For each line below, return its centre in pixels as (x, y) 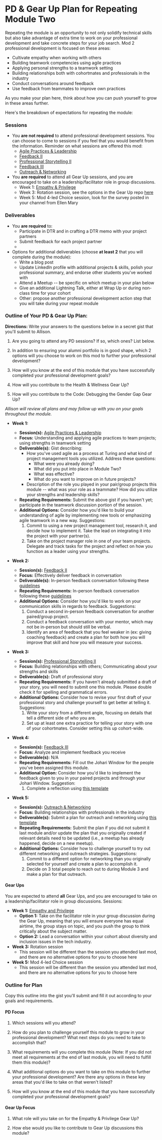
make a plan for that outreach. (57, 874)
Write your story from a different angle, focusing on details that (89, 713)
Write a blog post (36, 262)
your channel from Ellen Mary (49, 203)
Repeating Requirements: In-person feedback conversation (79, 590)
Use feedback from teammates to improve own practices (69, 88)
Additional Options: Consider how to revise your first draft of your (85, 697)
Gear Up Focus (20, 1107)
